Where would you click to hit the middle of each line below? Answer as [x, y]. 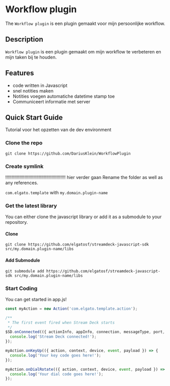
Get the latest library [31, 205]
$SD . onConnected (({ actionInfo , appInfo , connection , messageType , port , [85, 332]
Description [24, 39]
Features [20, 73]
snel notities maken [33, 91]
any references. [22, 183]
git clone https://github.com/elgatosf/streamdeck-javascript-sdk [77, 245]
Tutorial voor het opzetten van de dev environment [58, 130]
